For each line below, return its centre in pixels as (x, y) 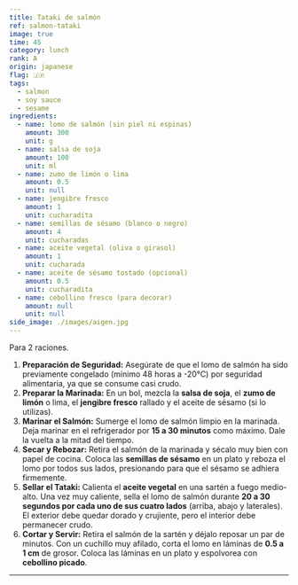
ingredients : (33, 116)
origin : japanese (41, 67)
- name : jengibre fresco (63, 199)
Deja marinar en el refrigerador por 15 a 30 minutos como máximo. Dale (153, 430)
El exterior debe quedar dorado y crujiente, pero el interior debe (139, 515)
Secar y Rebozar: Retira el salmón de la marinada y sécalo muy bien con (155, 449)
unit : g (39, 141)
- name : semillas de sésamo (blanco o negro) (103, 223)
